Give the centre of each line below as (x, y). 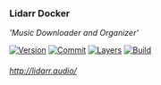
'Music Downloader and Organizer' (74, 33)
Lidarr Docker (39, 13)
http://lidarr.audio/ (43, 71)
